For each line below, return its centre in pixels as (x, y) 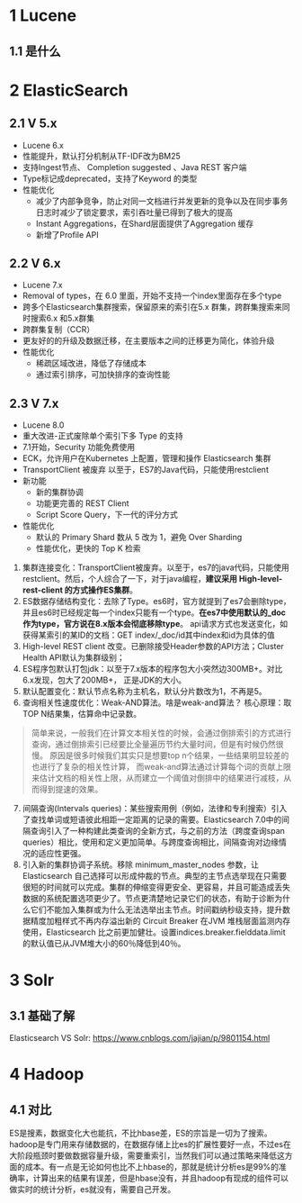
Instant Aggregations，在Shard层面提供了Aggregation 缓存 (145, 223)
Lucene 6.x (43, 145)
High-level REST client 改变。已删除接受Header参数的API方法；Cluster (153, 647)
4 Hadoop (47, 1075)
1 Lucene (43, 16)
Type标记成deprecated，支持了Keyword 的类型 (110, 178)
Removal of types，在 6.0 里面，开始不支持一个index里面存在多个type (152, 296)
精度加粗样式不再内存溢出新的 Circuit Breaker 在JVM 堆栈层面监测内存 (160, 921)
